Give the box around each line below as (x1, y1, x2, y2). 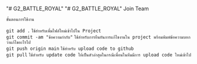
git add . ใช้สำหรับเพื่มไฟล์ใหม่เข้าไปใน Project (6, 28, 102, 34)
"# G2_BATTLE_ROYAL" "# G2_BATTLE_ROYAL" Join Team (6, 5, 149, 12)
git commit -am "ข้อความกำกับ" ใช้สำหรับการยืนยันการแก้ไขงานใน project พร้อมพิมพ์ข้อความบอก (6, 34, 191, 40)
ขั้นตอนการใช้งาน (6, 17, 34, 23)
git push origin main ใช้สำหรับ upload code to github (6, 46, 134, 52)
